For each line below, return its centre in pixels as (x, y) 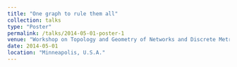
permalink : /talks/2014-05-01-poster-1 (66, 33)
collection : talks (34, 20)
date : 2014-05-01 (33, 46)
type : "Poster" (30, 27)
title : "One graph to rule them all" (63, 14)
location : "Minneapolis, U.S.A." (56, 53)
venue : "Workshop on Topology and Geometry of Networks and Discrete (112, 40)
